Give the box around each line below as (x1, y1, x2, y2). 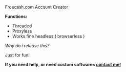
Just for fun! (5, 52, 30, 58)
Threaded (12, 23, 32, 29)
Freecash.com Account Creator (5, 4, 68, 10)
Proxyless (12, 28, 32, 34)
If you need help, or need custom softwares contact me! (5, 62, 121, 67)
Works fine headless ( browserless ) (12, 34, 85, 39)
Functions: (5, 14, 28, 19)
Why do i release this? (5, 43, 50, 48)
